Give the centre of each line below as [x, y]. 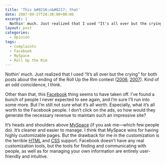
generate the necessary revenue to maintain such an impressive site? [76, 115]
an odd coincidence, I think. [33, 85]
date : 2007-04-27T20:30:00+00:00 [40, 14]
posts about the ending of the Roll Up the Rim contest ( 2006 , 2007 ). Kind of [82, 80]
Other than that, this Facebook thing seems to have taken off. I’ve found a [80, 94]
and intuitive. [35, 157]
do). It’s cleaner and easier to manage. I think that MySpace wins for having [82, 130]
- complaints [23, 46]
